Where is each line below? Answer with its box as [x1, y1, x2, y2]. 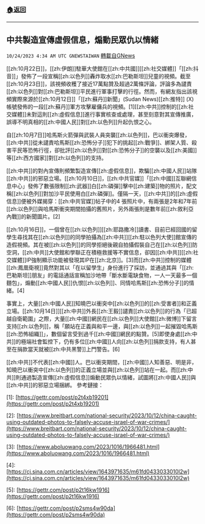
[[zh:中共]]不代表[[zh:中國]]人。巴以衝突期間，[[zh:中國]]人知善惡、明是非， [6, 359, 197, 366]
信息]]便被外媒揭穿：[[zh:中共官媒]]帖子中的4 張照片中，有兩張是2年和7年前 [6, 198, 198, 205]
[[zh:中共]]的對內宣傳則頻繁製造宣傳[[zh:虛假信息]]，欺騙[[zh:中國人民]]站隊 [6, 167, 197, 174]
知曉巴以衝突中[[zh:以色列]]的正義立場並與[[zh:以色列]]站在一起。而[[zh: [6, 366, 188, 373]
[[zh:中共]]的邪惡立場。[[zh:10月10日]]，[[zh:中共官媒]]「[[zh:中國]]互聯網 [6, 175, 192, 182]
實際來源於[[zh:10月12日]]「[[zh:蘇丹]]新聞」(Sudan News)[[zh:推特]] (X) [11, 96, 194, 103]
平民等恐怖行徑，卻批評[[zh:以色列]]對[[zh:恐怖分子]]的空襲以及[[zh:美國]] [11, 146, 197, 154]
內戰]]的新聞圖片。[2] [6, 213, 60, 220]
